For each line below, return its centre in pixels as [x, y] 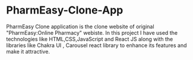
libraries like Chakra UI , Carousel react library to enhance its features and [96, 45]
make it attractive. [28, 51]
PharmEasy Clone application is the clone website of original [80, 26]
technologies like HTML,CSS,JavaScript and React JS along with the [90, 39]
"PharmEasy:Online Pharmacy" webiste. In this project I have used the [92, 32]
